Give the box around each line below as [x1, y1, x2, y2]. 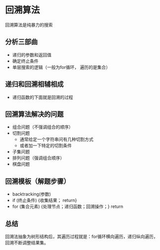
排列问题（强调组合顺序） [12, 155, 65, 161]
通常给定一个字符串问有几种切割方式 [19, 137, 94, 143]
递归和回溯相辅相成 [5, 80, 64, 89]
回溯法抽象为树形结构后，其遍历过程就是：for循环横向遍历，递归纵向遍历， [5, 234, 158, 239]
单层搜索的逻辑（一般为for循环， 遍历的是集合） [12, 64, 111, 70]
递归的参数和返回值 [12, 51, 52, 57]
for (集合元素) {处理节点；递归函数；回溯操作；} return [12, 203, 123, 209]
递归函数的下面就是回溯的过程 [12, 94, 73, 100]
